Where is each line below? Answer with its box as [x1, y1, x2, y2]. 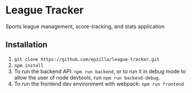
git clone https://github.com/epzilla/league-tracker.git [14, 56, 160, 62]
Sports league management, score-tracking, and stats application [5, 23, 165, 30]
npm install [14, 63, 44, 68]
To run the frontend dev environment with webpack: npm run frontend [14, 80, 184, 87]
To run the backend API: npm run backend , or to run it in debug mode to [14, 68, 186, 75]
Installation [5, 40, 48, 50]
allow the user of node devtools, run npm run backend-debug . [14, 74, 160, 81]
